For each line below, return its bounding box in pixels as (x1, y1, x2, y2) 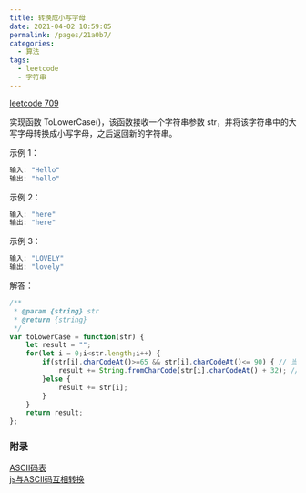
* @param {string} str (13, 306, 100, 315)
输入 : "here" (9, 210, 56, 219)
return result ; (25, 408, 84, 417)
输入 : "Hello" (9, 165, 61, 174)
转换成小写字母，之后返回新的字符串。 (33, 128, 178, 139)
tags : (9, 56, 30, 65)
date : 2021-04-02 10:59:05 (9, 22, 112, 31)
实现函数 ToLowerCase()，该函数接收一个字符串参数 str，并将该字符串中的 (9, 116, 289, 128)
